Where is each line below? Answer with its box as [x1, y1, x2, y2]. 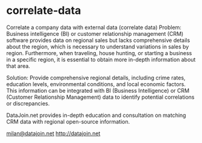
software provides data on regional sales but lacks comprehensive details [6, 36, 190, 44]
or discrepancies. [6, 99, 50, 107]
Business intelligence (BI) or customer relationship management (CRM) [6, 30, 184, 37]
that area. [6, 62, 30, 70]
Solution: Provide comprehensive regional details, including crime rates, [6, 74, 186, 81]
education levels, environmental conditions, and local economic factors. [6, 80, 186, 88]
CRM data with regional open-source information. [6, 118, 130, 125]
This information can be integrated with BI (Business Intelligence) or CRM [6, 87, 190, 94]
